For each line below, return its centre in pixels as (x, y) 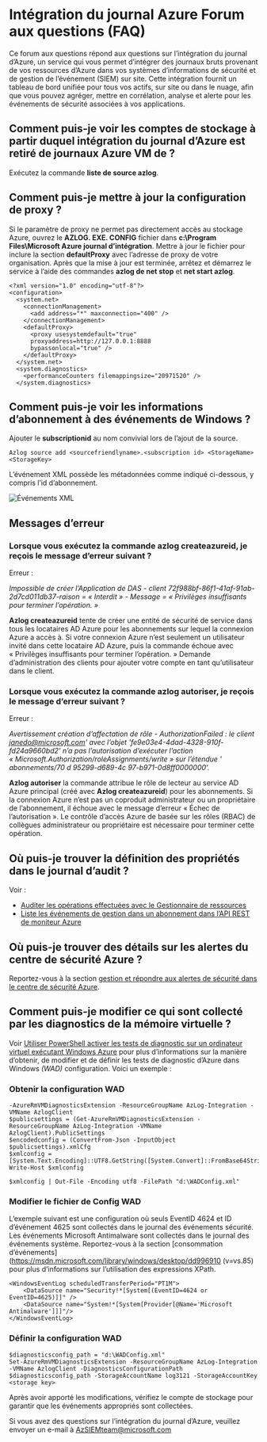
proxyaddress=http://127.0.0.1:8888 (90, 341)
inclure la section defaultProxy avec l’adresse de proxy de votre (114, 254)
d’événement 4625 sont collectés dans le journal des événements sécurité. (132, 1227)
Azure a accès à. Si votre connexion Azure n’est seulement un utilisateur (127, 637)
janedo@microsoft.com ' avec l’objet (68, 742)
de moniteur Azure (51, 922)
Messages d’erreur (57, 523)
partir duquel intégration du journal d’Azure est (127, 141)
